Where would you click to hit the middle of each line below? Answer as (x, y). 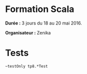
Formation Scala (40, 9)
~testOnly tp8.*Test (27, 66)
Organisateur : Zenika (28, 32)
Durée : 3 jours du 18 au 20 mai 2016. (44, 23)
